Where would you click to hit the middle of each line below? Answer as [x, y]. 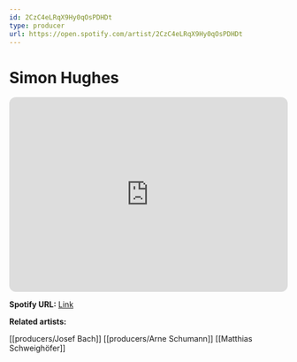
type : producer [37, 26]
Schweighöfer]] [38, 348]
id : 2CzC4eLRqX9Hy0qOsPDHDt [61, 17]
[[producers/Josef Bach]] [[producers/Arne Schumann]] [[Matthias [131, 339]
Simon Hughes [64, 77]
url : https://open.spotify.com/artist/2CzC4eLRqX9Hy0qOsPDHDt [126, 34]
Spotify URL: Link [42, 304]
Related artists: [38, 322]
